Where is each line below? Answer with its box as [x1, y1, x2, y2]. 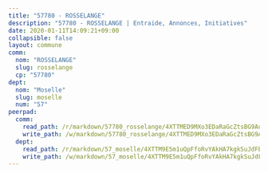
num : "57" [15, 100, 48, 108]
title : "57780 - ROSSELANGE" [8, 11, 105, 20]
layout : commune [8, 41, 62, 49]
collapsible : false [8, 33, 73, 42]
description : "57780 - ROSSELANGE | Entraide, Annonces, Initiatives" [8, 19, 248, 27]
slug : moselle [15, 93, 62, 101]
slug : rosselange [15, 64, 73, 72]
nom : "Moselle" [15, 85, 66, 94]
